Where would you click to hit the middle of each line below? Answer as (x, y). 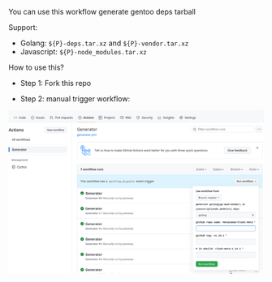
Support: (23, 27)
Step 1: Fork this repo (56, 83)
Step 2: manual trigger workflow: (75, 99)
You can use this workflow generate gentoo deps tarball (102, 12)
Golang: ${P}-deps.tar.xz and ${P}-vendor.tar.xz (104, 43)
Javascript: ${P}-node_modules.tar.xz (84, 51)
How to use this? (37, 67)
